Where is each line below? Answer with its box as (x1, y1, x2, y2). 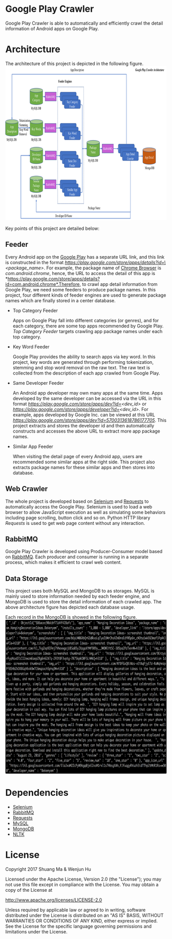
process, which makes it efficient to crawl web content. (5, 559, 122, 565)
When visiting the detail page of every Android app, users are (12, 453, 142, 459)
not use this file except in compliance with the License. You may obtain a (5, 882, 159, 888)
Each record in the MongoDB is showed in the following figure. (5, 614, 137, 620)
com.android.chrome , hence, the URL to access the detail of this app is (5, 270, 155, 276)
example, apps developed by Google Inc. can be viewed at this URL (12, 412, 155, 418)
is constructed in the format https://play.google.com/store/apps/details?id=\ (5, 259, 166, 265)
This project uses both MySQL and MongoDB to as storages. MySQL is (5, 588, 155, 594)
